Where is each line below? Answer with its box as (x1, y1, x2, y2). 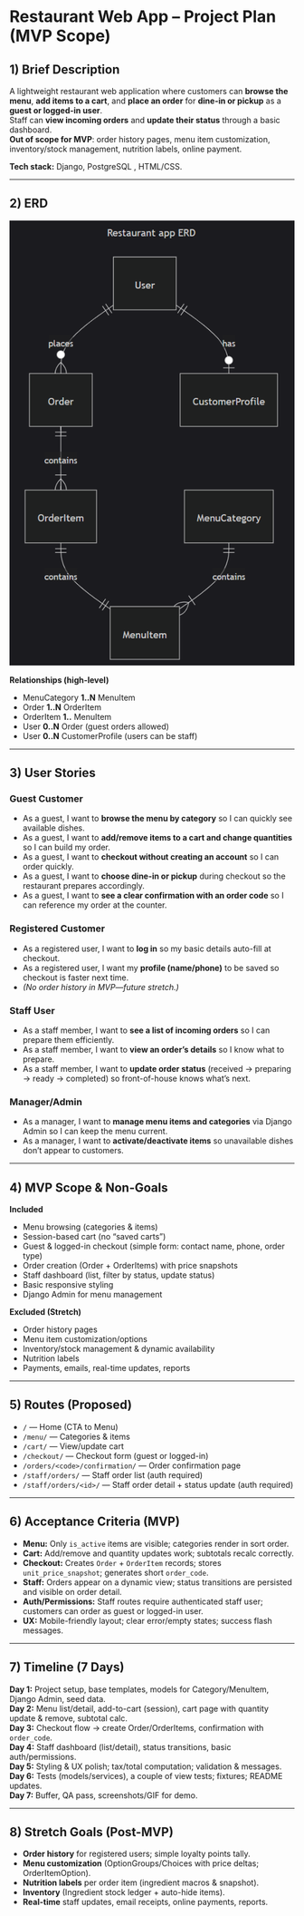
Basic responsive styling (22, 1279, 114, 1290)
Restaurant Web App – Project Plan (9, 6, 277, 27)
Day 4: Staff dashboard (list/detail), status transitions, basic (9, 1741, 232, 1752)
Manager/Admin (9, 1095, 83, 1108)
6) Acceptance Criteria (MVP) (9, 1514, 181, 1530)
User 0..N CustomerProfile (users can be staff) (22, 730, 198, 741)
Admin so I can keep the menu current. (22, 1126, 168, 1137)
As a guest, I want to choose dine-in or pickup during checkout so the (22, 870, 287, 881)
